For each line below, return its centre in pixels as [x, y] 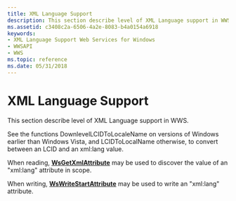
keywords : [22, 33]
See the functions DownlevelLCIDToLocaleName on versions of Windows [113, 134]
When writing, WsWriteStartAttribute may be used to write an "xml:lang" [113, 183]
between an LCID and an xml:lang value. [66, 149]
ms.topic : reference [38, 60]
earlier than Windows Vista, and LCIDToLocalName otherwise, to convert [113, 141]
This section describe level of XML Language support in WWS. [98, 120]
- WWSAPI [20, 46]
